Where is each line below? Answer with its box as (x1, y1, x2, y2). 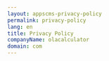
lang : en (7, 23, 33, 30)
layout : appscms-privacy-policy (7, 10, 102, 18)
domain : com (7, 43, 42, 50)
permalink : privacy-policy (7, 17, 86, 24)
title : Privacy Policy (7, 29, 74, 37)
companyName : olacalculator (7, 36, 90, 43)
